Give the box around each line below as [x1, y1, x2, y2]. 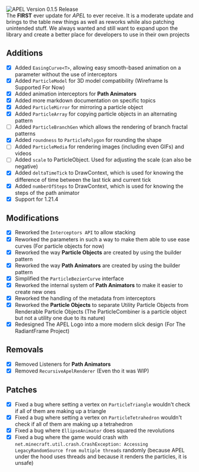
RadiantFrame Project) [14, 328, 70, 334]
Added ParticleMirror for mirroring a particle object [14, 104, 144, 111]
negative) [14, 163, 39, 170]
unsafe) [14, 459, 34, 466]
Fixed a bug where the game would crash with [14, 433, 128, 440]
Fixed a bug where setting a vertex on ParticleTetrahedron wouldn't [14, 414, 182, 421]
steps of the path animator [14, 189, 80, 196]
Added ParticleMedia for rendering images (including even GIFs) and [14, 143, 184, 150]
